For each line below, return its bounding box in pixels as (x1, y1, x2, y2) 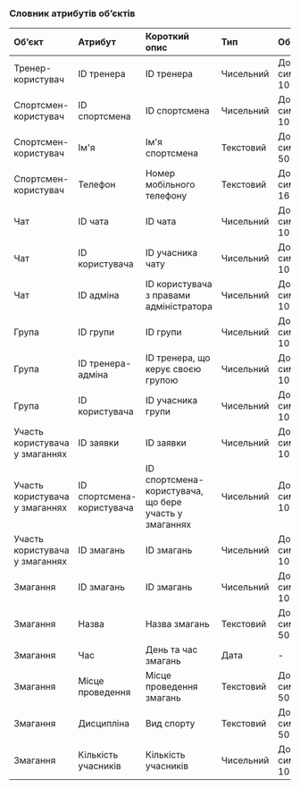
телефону (145, 190, 187, 202)
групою (145, 374, 179, 386)
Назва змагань (145, 618, 210, 631)
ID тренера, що (145, 352, 211, 364)
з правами (145, 289, 191, 301)
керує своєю (145, 363, 202, 376)
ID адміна (78, 289, 120, 301)
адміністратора (145, 301, 212, 313)
